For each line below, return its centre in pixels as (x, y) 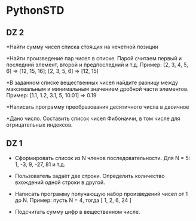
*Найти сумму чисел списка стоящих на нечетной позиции (82, 47)
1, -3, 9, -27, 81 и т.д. (40, 164)
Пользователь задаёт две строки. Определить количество (90, 176)
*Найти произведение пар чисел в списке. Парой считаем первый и (94, 58)
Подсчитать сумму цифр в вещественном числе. (77, 211)
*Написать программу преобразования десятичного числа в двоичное (98, 107)
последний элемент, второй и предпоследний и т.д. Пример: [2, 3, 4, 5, (97, 65)
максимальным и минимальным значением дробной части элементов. (97, 89)
